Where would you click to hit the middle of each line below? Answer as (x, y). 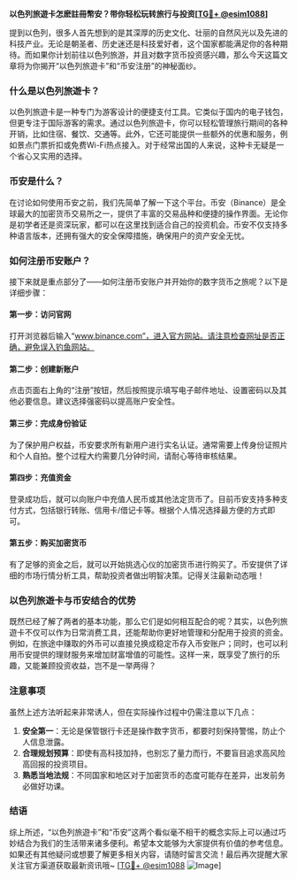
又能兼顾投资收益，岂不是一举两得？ (90, 666)
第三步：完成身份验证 (48, 423)
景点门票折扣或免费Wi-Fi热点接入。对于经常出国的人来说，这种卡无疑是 (146, 145)
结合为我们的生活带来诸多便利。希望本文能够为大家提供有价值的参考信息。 (152, 843)
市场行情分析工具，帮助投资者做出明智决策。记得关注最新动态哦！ (145, 575)
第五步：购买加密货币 (48, 543)
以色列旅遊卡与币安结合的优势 (73, 600)
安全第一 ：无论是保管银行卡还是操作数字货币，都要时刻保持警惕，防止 (150, 730)
